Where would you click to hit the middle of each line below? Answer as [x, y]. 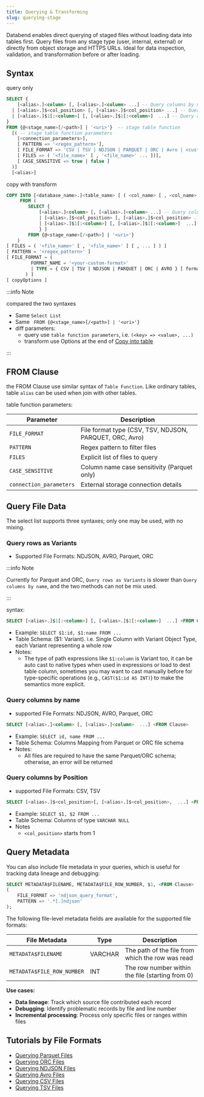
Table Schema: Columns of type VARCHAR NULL [72, 820]
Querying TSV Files [39, 1087]
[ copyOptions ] [27, 280]
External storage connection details [131, 485]
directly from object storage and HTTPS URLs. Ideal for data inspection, [96, 48]
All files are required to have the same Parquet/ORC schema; [100, 755]
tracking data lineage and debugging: [53, 873]
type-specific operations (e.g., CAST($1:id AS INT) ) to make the [104, 678]
